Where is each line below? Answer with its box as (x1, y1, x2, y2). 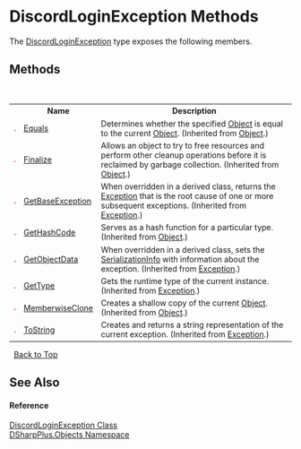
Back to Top (13, 349, 58, 359)
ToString (23, 324, 56, 335)
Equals (23, 123, 49, 134)
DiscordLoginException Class (9, 419, 118, 431)
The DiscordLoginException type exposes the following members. (9, 36, 253, 47)
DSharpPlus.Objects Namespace (9, 429, 130, 440)
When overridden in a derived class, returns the (100, 181, 276, 192)
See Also (9, 375, 60, 391)
